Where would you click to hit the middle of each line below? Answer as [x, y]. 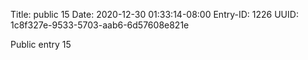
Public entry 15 [41, 44]
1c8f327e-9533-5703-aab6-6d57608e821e [100, 25]
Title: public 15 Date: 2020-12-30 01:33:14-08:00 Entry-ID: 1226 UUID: [154, 14]
